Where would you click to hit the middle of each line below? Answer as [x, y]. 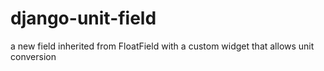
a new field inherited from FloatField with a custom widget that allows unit [162, 46]
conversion [33, 56]
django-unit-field [83, 18]
